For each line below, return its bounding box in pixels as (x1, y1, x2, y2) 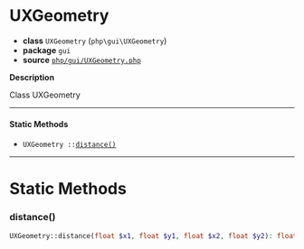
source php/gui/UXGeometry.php (22, 54, 142, 65)
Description (9, 71, 55, 82)
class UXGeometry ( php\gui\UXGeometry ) (22, 35, 167, 46)
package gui (22, 44, 71, 55)
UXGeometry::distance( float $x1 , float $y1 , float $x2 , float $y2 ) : (9, 231, 273, 240)
